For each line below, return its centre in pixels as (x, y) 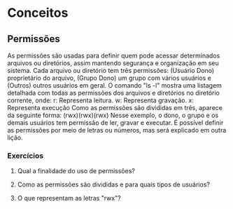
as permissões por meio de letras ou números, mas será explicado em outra (117, 130)
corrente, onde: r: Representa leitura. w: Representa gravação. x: (101, 100)
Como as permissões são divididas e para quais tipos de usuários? (113, 184)
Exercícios (26, 156)
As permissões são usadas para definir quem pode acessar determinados (114, 55)
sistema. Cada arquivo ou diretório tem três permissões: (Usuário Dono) (111, 70)
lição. (15, 137)
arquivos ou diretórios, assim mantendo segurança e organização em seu (113, 63)
